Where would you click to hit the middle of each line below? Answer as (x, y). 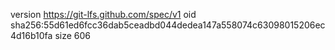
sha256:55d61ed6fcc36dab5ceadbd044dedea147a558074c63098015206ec (168, 25)
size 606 (72, 35)
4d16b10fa (31, 35)
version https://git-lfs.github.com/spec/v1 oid (103, 14)
